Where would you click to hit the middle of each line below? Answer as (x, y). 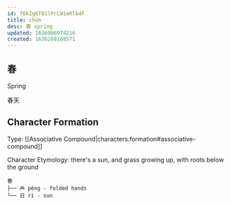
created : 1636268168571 (41, 39)
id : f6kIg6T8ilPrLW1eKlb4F (46, 13)
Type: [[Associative (35, 139)
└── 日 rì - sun (30, 195)
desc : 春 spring (30, 26)
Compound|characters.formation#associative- (129, 139)
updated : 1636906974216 (41, 33)
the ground (23, 167)
